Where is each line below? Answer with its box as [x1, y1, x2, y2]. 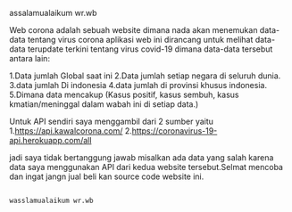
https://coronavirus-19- [131, 126, 218, 136]
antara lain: [9, 53, 51, 63]
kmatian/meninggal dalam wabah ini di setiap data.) [9, 99, 199, 110]
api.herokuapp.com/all [9, 135, 92, 145]
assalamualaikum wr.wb [9, 8, 97, 18]
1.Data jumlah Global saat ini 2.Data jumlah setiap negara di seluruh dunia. [9, 70, 281, 81]
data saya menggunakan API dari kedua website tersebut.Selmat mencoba [9, 162, 284, 172]
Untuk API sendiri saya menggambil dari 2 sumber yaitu [9, 116, 214, 126]
